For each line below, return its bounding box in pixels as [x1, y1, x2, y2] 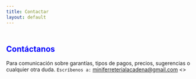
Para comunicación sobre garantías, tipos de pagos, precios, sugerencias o [6, 60, 191, 67]
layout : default [6, 14, 46, 20]
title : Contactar [6, 8, 49, 15]
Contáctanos [6, 44, 55, 54]
